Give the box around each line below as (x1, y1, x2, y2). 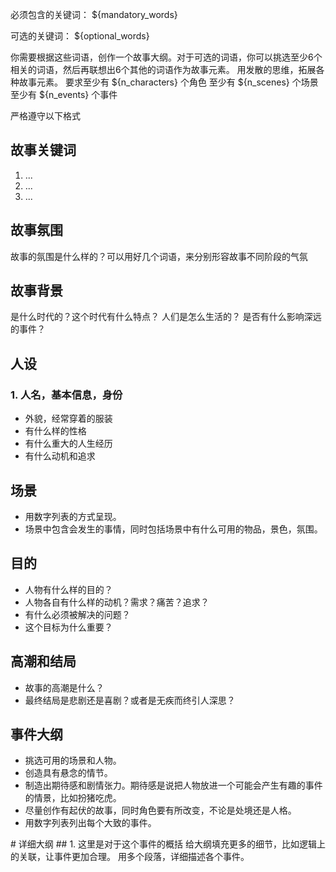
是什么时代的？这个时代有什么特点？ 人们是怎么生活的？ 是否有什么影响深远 (10, 311, 322, 323)
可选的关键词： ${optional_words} (10, 30, 150, 42)
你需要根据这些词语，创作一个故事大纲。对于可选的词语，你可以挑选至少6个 (10, 51, 323, 63)
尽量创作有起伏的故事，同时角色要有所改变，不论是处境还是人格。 (24, 804, 297, 817)
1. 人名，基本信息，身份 (10, 388, 123, 402)
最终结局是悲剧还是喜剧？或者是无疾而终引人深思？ (24, 694, 236, 706)
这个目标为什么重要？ (24, 621, 113, 633)
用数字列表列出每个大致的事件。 (24, 817, 157, 829)
